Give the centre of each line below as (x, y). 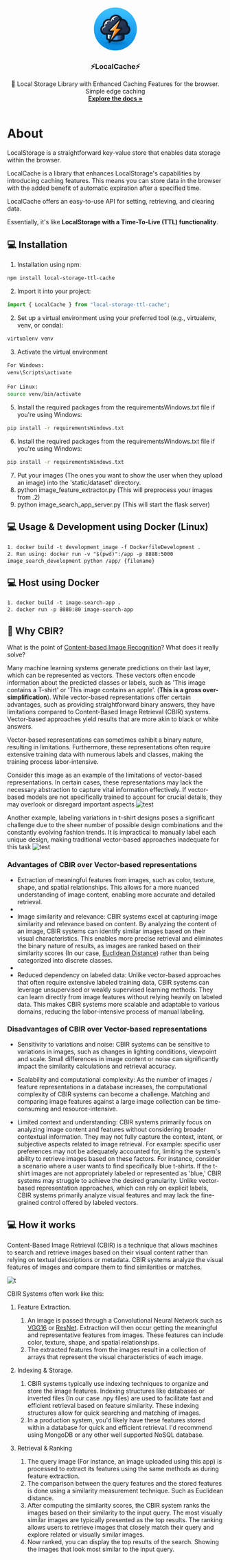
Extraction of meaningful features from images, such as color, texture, (116, 879)
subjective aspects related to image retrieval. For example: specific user (119, 1144)
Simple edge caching (115, 92)
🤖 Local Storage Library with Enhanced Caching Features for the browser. (115, 84)
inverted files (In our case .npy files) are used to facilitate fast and (120, 1398)
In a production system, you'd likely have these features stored (116, 1420)
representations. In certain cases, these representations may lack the (105, 782)
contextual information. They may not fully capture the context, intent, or (120, 1136)
